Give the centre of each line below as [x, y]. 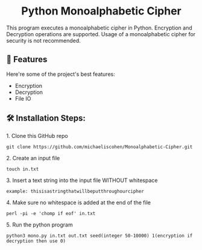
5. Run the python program [40, 225]
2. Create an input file [33, 158]
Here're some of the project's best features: [61, 74]
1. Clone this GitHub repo [37, 136]
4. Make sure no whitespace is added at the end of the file [78, 202]
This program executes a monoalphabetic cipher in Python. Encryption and [99, 28]
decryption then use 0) [36, 241]
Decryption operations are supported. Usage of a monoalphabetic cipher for [101, 34]
